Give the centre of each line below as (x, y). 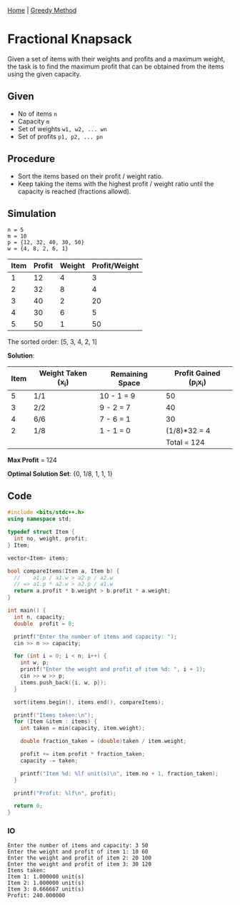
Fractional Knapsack (70, 39)
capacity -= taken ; (49, 760)
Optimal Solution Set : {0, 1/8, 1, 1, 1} (60, 473)
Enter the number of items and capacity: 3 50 (78, 846)
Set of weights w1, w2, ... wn (62, 128)
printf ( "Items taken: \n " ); (54, 715)
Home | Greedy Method (42, 10)
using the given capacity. (44, 74)
